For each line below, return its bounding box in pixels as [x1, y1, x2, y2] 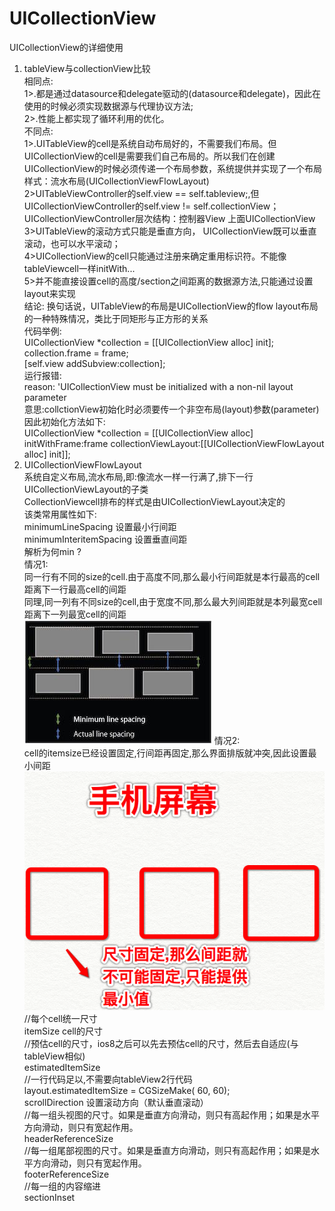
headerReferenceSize [23, 1132, 114, 1144]
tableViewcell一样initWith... [23, 262, 136, 274]
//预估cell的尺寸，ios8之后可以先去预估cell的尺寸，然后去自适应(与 [23, 1037, 299, 1049]
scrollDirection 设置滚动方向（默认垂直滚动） [23, 1096, 209, 1108]
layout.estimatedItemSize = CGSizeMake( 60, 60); [23, 1084, 231, 1096]
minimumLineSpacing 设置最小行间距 [23, 520, 177, 532]
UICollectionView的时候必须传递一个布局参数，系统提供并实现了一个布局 [23, 162, 322, 174]
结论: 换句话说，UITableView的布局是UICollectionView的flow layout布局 [23, 300, 319, 312]
